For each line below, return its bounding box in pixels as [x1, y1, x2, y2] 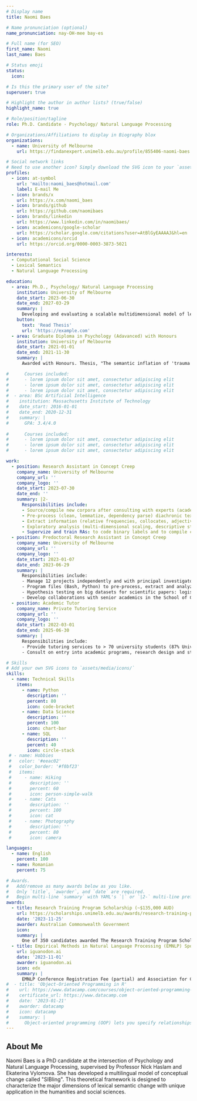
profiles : [6, 170, 30, 176]
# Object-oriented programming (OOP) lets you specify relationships [6, 1020, 193, 1026]
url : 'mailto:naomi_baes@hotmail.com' [16, 180, 111, 187]
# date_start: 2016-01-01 [6, 404, 77, 410]
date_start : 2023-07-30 [16, 485, 75, 491]
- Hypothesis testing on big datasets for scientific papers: [21, 589, 177, 595]
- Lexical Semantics [11, 263, 62, 268]
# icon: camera [8, 835, 62, 841]
